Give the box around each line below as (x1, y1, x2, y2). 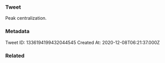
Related (5, 52, 25, 59)
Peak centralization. (5, 15, 47, 21)
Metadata (5, 28, 29, 35)
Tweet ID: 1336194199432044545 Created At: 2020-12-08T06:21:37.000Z (5, 39, 160, 45)
